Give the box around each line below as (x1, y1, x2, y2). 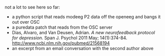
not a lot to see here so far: (4, 4, 60, 10)
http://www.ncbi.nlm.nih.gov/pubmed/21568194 (11, 40, 110, 46)
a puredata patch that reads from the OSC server (11, 24, 113, 30)
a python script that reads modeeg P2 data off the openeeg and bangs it (11, 14, 161, 19)
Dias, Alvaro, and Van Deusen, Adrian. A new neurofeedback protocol (11, 30, 155, 35)
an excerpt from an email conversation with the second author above (11, 46, 154, 51)
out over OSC (11, 19, 40, 25)
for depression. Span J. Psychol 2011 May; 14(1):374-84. (11, 35, 128, 41)
